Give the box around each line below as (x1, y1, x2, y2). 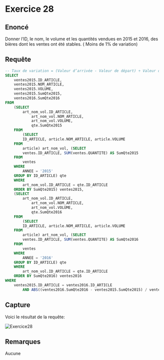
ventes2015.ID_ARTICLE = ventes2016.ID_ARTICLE (14, 283, 112, 287)
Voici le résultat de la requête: (5, 314, 65, 320)
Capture (5, 301, 31, 309)
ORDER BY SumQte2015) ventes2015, (14, 187, 84, 192)
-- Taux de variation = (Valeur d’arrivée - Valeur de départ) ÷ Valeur (5, 68, 156, 73)
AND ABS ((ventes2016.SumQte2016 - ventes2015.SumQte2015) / (22, 287, 147, 292)
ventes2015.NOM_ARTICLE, (14, 82, 64, 87)
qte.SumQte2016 (31, 209, 62, 214)
